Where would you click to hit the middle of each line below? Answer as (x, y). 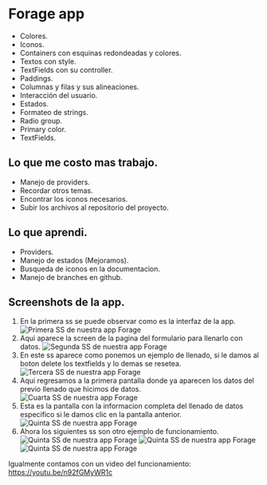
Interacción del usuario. (59, 95)
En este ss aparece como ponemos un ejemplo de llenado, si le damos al (139, 355)
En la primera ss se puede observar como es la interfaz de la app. (128, 321)
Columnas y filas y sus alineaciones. (79, 87)
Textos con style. (48, 61)
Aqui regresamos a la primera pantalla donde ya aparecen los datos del (137, 381)
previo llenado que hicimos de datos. (80, 389)
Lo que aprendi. (48, 233)
